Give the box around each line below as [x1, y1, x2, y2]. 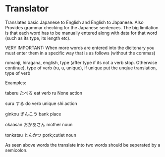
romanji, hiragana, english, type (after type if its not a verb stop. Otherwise [5, 59, 158, 65]
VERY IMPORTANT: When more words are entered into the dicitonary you [5, 45, 155, 51]
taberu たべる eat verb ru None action [5, 90, 83, 96]
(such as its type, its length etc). [5, 35, 71, 41]
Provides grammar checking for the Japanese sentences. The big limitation [5, 24, 159, 30]
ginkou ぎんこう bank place [5, 111, 61, 117]
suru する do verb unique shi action [5, 100, 78, 106]
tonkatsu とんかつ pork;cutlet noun [5, 132, 77, 138]
